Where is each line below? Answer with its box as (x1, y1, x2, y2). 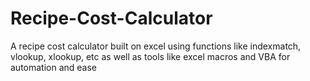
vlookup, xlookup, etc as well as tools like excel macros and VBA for (10, 50, 291, 62)
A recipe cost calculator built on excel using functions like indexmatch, (10, 40, 302, 52)
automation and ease (10, 61, 98, 73)
